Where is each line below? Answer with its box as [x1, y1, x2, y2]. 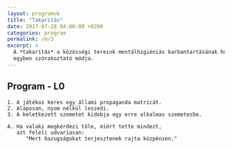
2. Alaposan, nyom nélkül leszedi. [7, 105, 110, 112]
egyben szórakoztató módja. [13, 55, 95, 62]
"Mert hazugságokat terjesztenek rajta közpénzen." [25, 135, 177, 142]
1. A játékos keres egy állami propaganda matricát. [7, 99, 162, 106]
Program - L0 [7, 81, 66, 92]
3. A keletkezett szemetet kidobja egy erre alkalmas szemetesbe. [7, 111, 202, 118]
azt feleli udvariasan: [16, 129, 85, 136]
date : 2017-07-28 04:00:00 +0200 [7, 23, 104, 30]
